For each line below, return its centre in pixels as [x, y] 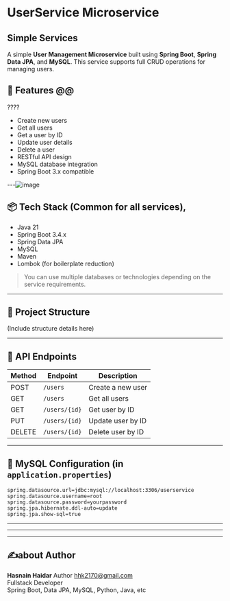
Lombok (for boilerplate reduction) [65, 263]
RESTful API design [44, 156]
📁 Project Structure [49, 313]
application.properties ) [60, 474]
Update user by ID [118, 421]
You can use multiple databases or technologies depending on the [117, 276]
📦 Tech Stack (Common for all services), [97, 207]
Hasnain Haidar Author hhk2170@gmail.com [70, 575]
